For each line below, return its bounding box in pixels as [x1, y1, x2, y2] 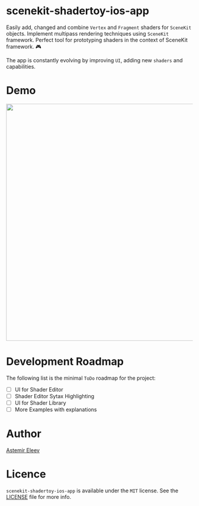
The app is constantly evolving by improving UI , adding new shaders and [6, 56, 183, 63]
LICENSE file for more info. [6, 493, 72, 500]
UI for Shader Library [14, 399, 66, 406]
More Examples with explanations [14, 406, 97, 413]
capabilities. [6, 63, 36, 70]
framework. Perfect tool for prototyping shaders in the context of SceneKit [6, 36, 188, 43]
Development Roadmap [6, 355, 124, 369]
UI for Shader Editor [14, 386, 63, 393]
